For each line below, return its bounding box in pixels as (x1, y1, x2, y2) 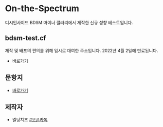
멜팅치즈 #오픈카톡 (12, 117, 48, 123)
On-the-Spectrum (5, 3, 79, 14)
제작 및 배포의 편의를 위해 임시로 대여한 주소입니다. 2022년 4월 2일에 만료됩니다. (5, 47, 158, 54)
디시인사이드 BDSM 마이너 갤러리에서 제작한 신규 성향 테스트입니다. (5, 19, 133, 25)
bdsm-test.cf (5, 34, 46, 42)
